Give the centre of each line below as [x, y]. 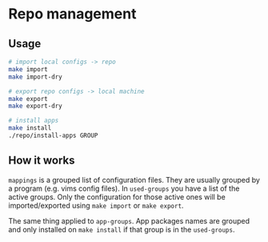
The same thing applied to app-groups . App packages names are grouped [129, 220]
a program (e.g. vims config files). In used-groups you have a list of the [124, 188]
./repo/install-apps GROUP [53, 135]
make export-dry [35, 106]
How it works [42, 161]
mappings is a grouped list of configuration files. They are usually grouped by [134, 179]
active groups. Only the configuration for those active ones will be [117, 196]
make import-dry [35, 77]
